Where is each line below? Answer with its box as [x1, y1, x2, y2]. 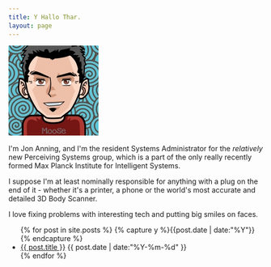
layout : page [8, 21, 53, 30]
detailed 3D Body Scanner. [8, 193, 98, 203]
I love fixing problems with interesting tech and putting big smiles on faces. [8, 209, 259, 218]
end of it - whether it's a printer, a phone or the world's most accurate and [8, 184, 256, 194]
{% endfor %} [19, 251, 67, 261]
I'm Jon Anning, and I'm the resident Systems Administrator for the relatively [8, 143, 263, 153]
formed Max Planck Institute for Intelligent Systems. [8, 160, 180, 170]
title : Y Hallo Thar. [8, 13, 82, 21]
